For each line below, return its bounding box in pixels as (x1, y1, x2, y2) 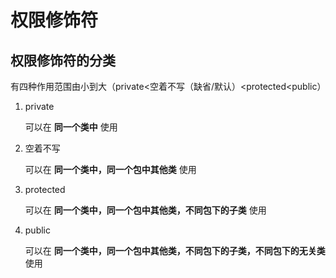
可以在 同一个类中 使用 (24, 121, 118, 133)
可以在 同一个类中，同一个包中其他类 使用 (24, 164, 197, 175)
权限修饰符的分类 (10, 52, 116, 69)
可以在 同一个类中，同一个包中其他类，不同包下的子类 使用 (24, 204, 267, 216)
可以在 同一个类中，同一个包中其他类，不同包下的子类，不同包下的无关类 (24, 245, 326, 256)
